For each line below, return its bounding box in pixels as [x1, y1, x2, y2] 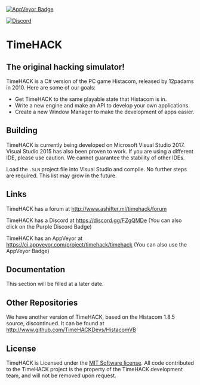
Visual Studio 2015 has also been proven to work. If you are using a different [6, 147, 194, 155]
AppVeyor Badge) [6, 247, 50, 254]
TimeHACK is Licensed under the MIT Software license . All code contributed [6, 359, 194, 366]
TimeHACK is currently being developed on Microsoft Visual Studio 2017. [6, 141, 185, 149]
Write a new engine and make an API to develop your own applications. [14, 102, 190, 109]
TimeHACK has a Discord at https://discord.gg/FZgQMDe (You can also [6, 217, 182, 224]
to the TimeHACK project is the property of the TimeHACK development [6, 366, 183, 373]
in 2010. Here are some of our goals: [6, 84, 96, 91]
